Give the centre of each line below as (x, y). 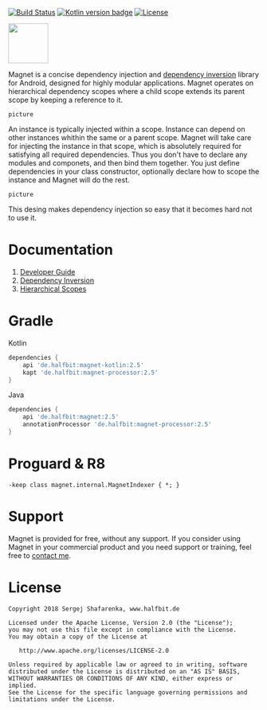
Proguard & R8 (57, 464)
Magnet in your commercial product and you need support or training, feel (130, 547)
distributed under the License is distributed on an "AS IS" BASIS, (124, 671)
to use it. (23, 218)
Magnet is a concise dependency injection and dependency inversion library (133, 74)
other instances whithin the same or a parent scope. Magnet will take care (130, 138)
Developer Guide (47, 271)
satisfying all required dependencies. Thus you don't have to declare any (128, 154)
